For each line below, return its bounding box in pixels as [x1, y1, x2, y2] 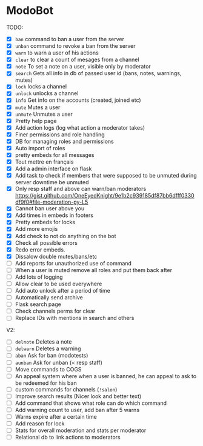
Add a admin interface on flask [15, 165, 92, 173]
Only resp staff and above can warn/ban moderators [15, 185, 147, 193]
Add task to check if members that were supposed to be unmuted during [15, 172, 197, 179]
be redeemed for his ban [15, 379, 77, 387]
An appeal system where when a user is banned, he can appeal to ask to [15, 372, 197, 379]
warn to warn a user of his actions [15, 49, 99, 56]
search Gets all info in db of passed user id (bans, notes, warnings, [15, 70, 182, 77]
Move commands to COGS [15, 365, 82, 373]
